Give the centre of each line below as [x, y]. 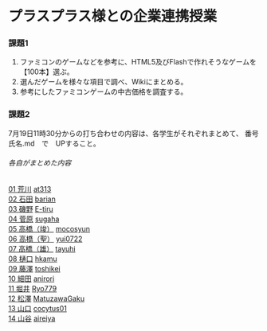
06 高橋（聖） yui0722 [45, 239]
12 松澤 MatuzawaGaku [47, 298]
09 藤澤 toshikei [35, 268]
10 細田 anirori [31, 278]
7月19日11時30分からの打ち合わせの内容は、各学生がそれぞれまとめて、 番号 [133, 133]
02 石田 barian [32, 199]
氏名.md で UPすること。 [55, 143]
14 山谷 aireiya [32, 318]
